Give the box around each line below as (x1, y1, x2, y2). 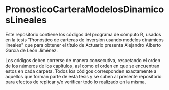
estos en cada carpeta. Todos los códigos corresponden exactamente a (5, 68, 157, 74)
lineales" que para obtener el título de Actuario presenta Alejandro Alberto (5, 42, 161, 48)
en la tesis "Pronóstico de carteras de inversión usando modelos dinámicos (5, 37, 164, 43)
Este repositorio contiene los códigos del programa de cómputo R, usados (5, 31, 161, 37)
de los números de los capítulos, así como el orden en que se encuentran (5, 63, 160, 69)
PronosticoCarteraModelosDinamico (5, 4, 164, 15)
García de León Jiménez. (5, 47, 58, 53)
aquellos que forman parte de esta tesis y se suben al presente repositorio (5, 73, 162, 79)
